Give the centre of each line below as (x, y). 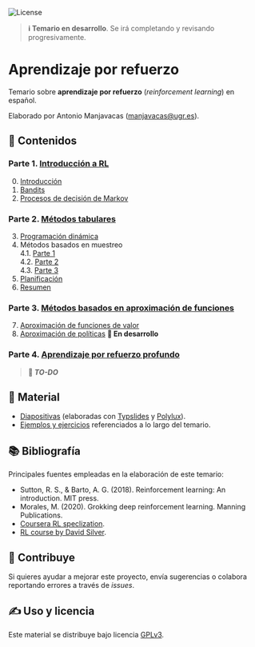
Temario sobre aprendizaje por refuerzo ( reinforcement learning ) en (122, 91)
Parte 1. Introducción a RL (59, 164)
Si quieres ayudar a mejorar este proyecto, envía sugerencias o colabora (128, 577)
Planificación (41, 278)
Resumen (36, 287)
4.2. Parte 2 (39, 262)
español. (23, 100)
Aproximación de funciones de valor (80, 325)
